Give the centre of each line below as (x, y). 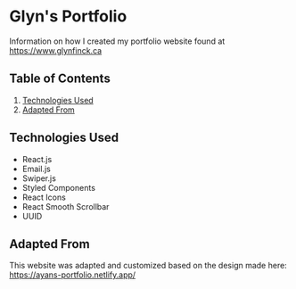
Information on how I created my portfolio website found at (117, 41)
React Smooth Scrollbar (66, 206)
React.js (37, 159)
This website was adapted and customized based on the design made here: (148, 266)
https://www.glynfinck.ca (56, 50)
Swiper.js (39, 178)
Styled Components (59, 187)
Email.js (36, 169)
